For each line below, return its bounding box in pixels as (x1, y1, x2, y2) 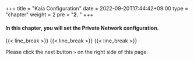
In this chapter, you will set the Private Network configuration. (5, 24, 159, 31)
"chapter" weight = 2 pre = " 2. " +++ (5, 11, 94, 18)
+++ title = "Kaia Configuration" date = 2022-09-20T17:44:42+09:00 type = (5, 5, 189, 12)
